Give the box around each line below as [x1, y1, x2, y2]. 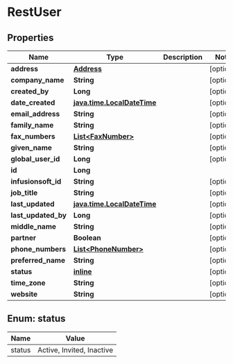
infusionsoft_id [10, 177, 62, 186]
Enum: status [7, 313, 66, 324]
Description [162, 53, 203, 62]
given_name [10, 143, 52, 153]
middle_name [10, 222, 57, 231]
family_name [10, 121, 54, 130]
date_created [10, 98, 55, 107]
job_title [10, 188, 38, 198]
